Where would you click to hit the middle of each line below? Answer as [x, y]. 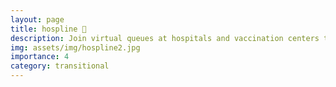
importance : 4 [40, 57]
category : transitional [60, 66]
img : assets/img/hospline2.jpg [75, 47]
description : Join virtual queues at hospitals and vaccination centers [165, 38]
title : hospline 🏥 [48, 29]
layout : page [37, 19]
